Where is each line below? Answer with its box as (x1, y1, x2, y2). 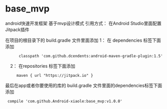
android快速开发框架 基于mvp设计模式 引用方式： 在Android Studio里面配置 (5, 20, 162, 26)
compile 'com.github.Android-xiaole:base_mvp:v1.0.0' (7, 98, 123, 103)
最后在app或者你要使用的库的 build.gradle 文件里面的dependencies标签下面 (5, 82, 162, 88)
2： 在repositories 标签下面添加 (10, 63, 75, 69)
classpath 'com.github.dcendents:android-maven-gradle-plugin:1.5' (18, 53, 163, 58)
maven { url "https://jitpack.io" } (16, 73, 94, 78)
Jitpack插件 (5, 26, 30, 33)
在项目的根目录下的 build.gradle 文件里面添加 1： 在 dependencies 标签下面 (5, 37, 161, 43)
